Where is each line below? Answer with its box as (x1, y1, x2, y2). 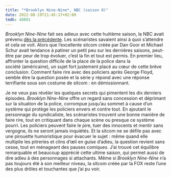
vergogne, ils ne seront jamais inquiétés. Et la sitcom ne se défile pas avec (5, 128, 162, 134)
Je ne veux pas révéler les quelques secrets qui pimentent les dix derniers (5, 90, 162, 96)
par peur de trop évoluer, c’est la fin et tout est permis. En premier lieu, (14, 53, 163, 59)
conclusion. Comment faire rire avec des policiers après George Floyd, (5, 69, 154, 75)
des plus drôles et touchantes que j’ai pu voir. (5, 166, 101, 172)
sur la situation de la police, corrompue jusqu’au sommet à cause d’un (5, 101, 153, 107)
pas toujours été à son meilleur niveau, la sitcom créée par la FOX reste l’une (5, 161, 166, 167)
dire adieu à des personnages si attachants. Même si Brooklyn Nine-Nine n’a (5, 155, 166, 161)
